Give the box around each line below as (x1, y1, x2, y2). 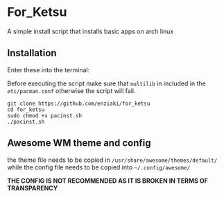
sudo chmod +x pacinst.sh (7, 112, 82, 119)
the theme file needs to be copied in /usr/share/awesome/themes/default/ (7, 156, 218, 164)
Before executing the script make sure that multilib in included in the (7, 79, 206, 88)
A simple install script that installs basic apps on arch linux (7, 27, 174, 35)
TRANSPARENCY (7, 183, 58, 192)
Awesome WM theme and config (7, 137, 151, 149)
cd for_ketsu (7, 106, 45, 113)
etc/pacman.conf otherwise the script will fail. (7, 86, 136, 94)
